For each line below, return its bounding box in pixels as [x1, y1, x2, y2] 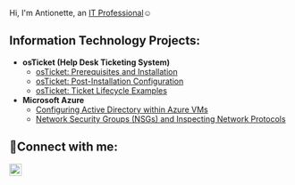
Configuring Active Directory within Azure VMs [35, 104, 208, 115]
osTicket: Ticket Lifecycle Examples [35, 84, 168, 96]
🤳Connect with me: [9, 140, 118, 155]
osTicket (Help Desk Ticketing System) [21, 57, 171, 68]
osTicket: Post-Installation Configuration [35, 76, 184, 86]
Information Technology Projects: [9, 33, 201, 48]
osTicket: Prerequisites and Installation [35, 66, 179, 76]
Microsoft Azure [21, 94, 85, 105]
